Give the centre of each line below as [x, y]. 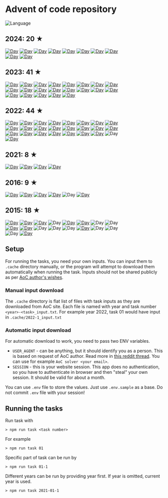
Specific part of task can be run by [41, 458]
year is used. [18, 481]
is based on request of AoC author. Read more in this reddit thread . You [86, 356]
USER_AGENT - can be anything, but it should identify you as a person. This [87, 351]
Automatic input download [38, 330]
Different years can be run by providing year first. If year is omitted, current [82, 476]
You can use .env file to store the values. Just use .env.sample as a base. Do [84, 387]
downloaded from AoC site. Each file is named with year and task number [81, 306]
